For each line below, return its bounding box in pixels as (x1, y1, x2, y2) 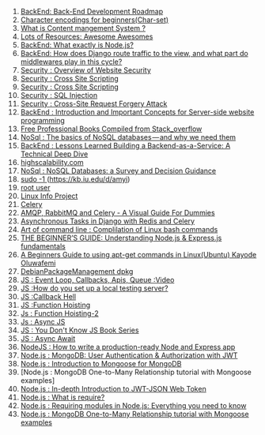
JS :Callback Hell (20, 292, 77, 301)
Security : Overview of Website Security (20, 66, 151, 74)
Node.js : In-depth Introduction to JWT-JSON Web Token (20, 384, 206, 393)
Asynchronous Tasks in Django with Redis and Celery (20, 216, 195, 226)
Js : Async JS (20, 317, 66, 326)
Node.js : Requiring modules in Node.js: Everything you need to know (20, 401, 247, 410)
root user (20, 183, 51, 192)
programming (20, 116, 66, 125)
